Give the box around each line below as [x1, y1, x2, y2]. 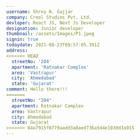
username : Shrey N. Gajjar [6, 8, 73, 15]
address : [6, 48, 28, 54]
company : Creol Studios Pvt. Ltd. [6, 14, 92, 20]
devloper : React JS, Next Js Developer [6, 20, 105, 26]
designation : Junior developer [6, 25, 84, 32]
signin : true [6, 36, 39, 42]
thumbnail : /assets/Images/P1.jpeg [6, 31, 95, 37]
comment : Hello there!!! [6, 86, 68, 92]
